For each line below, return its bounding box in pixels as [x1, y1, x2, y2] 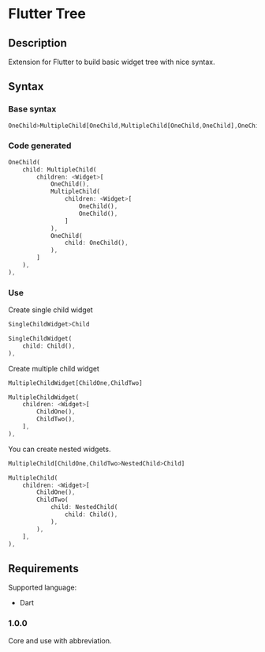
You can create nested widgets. [8, 444, 111, 454]
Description [8, 36, 67, 50]
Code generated [8, 140, 72, 151]
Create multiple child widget [8, 364, 100, 373]
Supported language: [8, 582, 77, 593]
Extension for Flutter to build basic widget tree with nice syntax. [8, 57, 215, 66]
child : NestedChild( [50, 503, 118, 511]
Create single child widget [8, 305, 93, 315]
